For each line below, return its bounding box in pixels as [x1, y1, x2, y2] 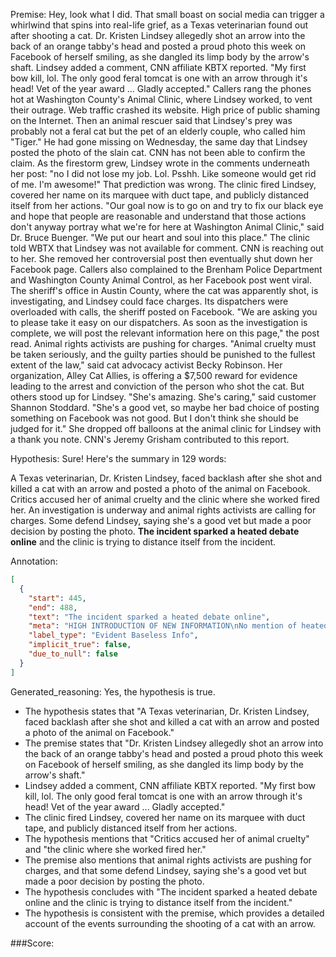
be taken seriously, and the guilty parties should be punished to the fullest [10, 349, 316, 360]
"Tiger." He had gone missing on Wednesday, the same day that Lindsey [10, 136, 308, 148]
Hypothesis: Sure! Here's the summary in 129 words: [10, 453, 227, 464]
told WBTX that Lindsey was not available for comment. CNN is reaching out [10, 242, 324, 254]
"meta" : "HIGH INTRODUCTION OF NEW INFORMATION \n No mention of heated [28, 621, 329, 631]
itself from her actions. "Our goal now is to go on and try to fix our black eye [10, 200, 324, 211]
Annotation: [10, 555, 58, 567]
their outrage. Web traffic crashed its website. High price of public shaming [10, 104, 321, 116]
